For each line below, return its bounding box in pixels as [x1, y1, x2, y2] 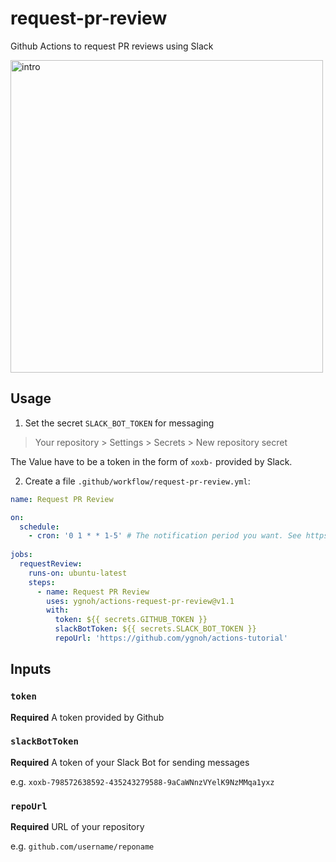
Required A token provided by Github [10, 711, 165, 723]
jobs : [10, 550, 33, 560]
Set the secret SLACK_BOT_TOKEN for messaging [24, 417, 215, 429]
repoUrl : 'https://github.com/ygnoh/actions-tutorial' [54, 633, 288, 643]
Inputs [10, 661, 52, 678]
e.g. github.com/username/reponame [10, 840, 155, 852]
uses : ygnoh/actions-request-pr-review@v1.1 [46, 596, 235, 606]
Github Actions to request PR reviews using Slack [10, 40, 214, 52]
